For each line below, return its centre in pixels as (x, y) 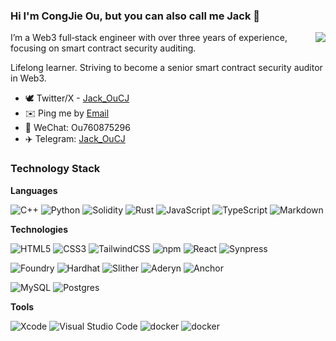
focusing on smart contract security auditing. (103, 48)
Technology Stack (55, 169)
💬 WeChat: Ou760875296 (77, 128)
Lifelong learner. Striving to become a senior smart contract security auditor (166, 68)
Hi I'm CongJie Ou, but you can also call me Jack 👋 (135, 16)
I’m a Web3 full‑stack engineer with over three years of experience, (149, 38)
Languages (34, 190)
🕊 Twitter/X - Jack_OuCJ (77, 98)
